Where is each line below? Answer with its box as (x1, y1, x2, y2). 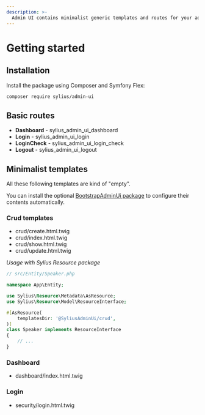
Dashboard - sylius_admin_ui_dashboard (15, 127, 118, 134)
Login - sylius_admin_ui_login (15, 133, 90, 141)
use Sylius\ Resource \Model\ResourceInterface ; (6, 298, 127, 305)
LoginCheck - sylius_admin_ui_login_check (15, 140, 124, 147)
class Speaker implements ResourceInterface (6, 327, 121, 333)
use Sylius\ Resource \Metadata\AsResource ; (6, 293, 116, 299)
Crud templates (6, 214, 54, 222)
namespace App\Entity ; (6, 282, 64, 288)
